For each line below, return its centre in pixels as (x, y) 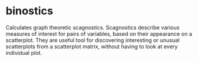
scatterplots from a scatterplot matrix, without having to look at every (92, 46)
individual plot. (24, 52)
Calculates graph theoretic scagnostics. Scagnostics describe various (93, 27)
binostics (30, 11)
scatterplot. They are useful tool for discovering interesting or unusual (93, 40)
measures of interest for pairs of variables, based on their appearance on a (99, 33)
